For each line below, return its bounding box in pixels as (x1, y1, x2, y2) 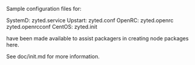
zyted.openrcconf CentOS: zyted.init (6, 23, 98, 30)
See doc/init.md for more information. (6, 53, 100, 60)
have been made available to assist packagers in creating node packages (6, 35, 189, 42)
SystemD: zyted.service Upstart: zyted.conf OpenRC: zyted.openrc (6, 17, 174, 23)
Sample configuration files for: (6, 5, 82, 12)
